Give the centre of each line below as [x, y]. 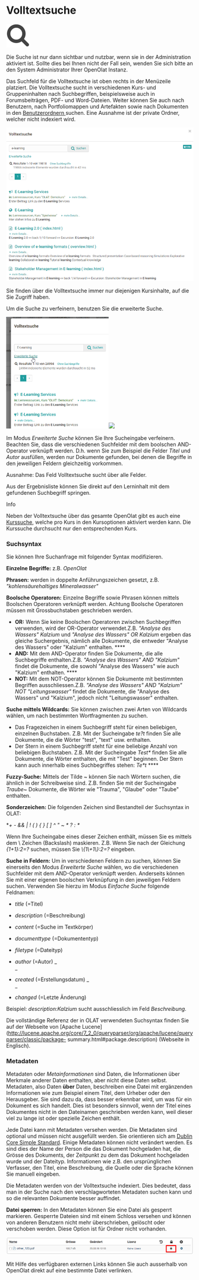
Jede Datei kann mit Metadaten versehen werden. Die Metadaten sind [91, 1130]
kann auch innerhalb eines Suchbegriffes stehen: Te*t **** [86, 765]
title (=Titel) [29, 904]
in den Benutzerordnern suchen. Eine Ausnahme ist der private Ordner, [93, 113]
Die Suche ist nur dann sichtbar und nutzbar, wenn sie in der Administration [99, 57]
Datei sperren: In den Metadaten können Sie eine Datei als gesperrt [89, 1210]
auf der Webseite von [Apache [44, 1026]
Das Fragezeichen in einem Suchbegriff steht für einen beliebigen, [96, 727]
